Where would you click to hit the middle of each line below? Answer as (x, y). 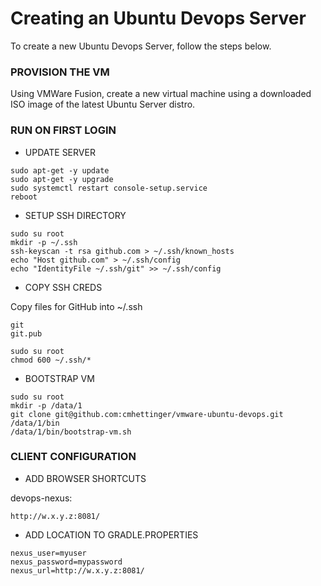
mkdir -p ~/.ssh (44, 242)
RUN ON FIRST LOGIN (63, 130)
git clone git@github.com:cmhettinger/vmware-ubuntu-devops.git (147, 414)
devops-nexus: (41, 498)
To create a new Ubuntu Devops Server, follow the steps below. (141, 46)
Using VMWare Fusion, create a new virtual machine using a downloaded (161, 94)
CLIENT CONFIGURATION (73, 457)
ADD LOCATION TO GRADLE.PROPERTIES (111, 534)
